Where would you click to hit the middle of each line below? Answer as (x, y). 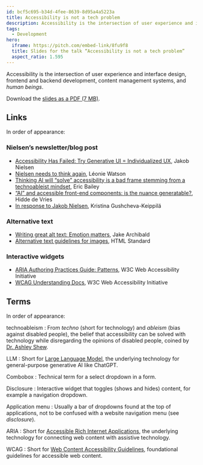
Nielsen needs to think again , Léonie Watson (70, 173)
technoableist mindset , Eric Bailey (57, 186)
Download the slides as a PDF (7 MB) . (53, 98)
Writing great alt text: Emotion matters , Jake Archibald (82, 235)
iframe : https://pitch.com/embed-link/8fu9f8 (70, 46)
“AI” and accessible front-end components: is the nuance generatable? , (104, 193)
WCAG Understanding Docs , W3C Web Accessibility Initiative (91, 283)
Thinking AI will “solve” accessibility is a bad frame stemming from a (100, 180)
